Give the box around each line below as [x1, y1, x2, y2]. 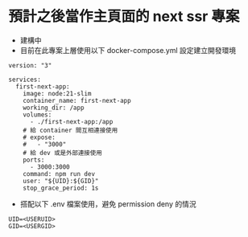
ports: [23, 156, 45, 164]
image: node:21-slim [23, 89, 92, 97]
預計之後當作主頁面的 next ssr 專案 [8, 7, 240, 26]
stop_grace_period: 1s [23, 184, 99, 192]
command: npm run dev [23, 170, 95, 178]
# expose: [23, 133, 56, 141]
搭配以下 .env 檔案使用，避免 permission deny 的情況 [19, 198, 196, 209]
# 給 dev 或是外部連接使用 [23, 149, 102, 157]
